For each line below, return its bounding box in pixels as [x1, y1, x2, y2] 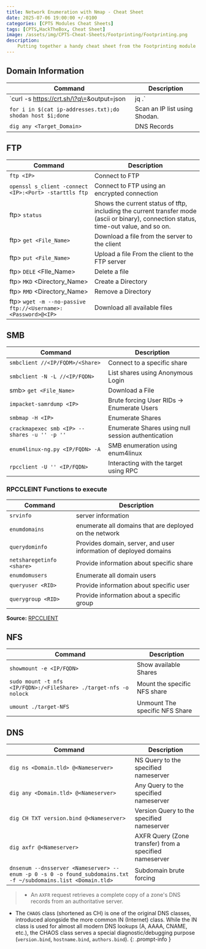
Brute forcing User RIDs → [108, 396, 184, 405]
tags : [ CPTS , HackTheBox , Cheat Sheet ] [6, 26, 105, 32]
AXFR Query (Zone [134, 832, 189, 840]
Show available [137, 660, 181, 669]
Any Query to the [134, 781, 184, 790]
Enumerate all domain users [75, 571, 156, 579]
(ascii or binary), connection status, [94, 214, 197, 223]
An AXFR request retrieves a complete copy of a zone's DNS [30, 891, 181, 899]
